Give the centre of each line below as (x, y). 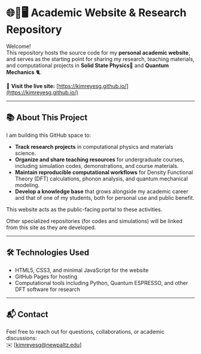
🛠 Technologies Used (48, 253)
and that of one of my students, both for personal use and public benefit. (104, 197)
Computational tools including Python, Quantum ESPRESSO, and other (101, 283)
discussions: (22, 338)
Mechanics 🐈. (24, 72)
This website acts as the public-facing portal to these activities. (84, 209)
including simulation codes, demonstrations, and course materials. (97, 166)
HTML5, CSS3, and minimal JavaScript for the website (82, 270)
